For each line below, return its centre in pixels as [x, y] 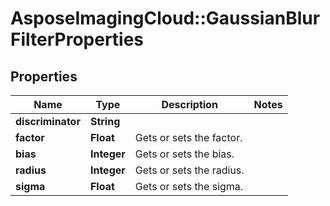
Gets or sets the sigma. [189, 186]
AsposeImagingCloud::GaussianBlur [165, 18]
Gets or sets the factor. [188, 137]
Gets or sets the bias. [184, 154]
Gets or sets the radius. [189, 170]
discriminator [48, 121]
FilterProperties [77, 39]
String [105, 121]
